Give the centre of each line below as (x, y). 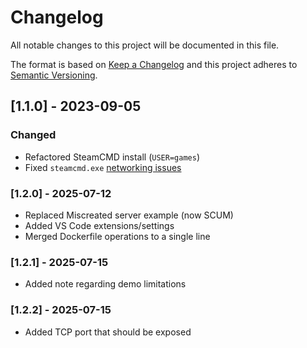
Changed (33, 135)
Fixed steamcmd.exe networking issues (103, 167)
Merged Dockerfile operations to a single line (117, 236)
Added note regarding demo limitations (105, 284)
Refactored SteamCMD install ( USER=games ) (112, 157)
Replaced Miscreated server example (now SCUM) (129, 215)
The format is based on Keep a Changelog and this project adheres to (154, 64)
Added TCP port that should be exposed (108, 332)
